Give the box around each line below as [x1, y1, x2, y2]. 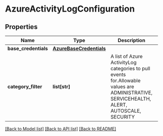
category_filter [7, 83, 42, 90]
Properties [5, 23, 38, 31]
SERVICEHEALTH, [111, 95, 151, 102]
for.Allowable [111, 77, 141, 84]
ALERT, [111, 102, 128, 108]
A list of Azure [111, 53, 143, 60]
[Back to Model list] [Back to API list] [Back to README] [5, 126, 116, 132]
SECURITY [111, 114, 135, 120]
